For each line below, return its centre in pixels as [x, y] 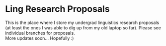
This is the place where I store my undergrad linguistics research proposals [82, 23]
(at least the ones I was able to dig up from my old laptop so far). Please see [83, 27]
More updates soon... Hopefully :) [40, 38]
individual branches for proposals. [40, 33]
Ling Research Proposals [58, 9]
